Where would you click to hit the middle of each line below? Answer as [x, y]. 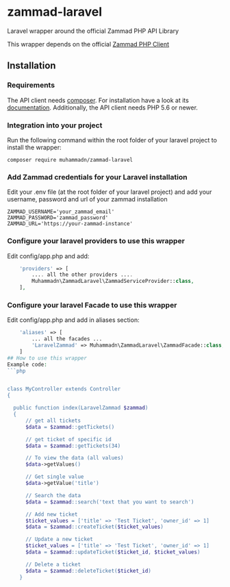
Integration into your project [55, 125]
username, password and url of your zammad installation [87, 199]
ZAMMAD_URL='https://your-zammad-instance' [70, 224]
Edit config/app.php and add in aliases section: [73, 320]
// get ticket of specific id [68, 439]
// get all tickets [53, 421]
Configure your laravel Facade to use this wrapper [92, 305]
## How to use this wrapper [47, 358]
